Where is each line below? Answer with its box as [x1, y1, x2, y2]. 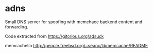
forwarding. [5, 24, 28, 29]
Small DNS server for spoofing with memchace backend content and [5, 19, 143, 25]
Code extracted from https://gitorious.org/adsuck [5, 33, 104, 39]
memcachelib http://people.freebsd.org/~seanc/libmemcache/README [5, 42, 148, 48]
